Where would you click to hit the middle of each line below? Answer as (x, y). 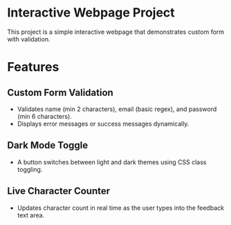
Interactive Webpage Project (91, 13)
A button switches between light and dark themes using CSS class (112, 162)
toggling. (30, 169)
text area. (31, 215)
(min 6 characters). (45, 116)
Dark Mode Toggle (48, 145)
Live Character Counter (59, 191)
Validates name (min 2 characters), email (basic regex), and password (117, 109)
